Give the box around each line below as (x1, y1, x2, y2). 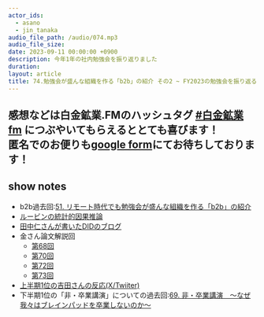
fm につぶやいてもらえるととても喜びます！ (8, 123, 219, 136)
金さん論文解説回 (19, 231, 76, 241)
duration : (8, 63, 41, 71)
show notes (8, 180, 67, 194)
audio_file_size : (8, 41, 65, 49)
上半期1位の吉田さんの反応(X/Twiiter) (19, 280, 140, 289)
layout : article (8, 70, 61, 78)
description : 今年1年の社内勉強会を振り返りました (8, 56, 158, 64)
